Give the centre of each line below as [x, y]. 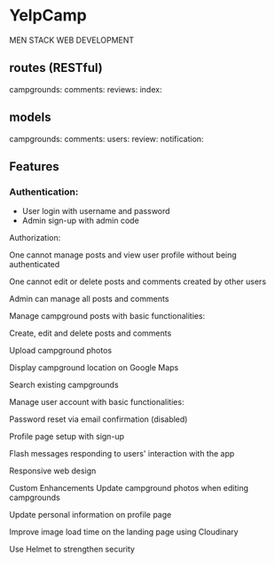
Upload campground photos [61, 351]
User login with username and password [96, 211]
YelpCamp [48, 16]
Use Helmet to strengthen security [72, 549]
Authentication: [44, 192]
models [30, 118]
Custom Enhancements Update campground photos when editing [129, 488]
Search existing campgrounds [64, 385]
